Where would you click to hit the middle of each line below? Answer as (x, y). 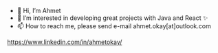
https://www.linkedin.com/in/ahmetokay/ (65, 42)
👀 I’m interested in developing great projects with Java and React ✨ (112, 18)
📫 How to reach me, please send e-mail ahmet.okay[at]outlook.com (114, 26)
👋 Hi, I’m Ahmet (39, 11)
